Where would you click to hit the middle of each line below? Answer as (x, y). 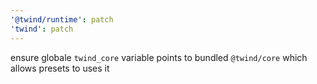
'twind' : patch (42, 29)
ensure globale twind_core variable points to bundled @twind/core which (159, 57)
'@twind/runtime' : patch (62, 19)
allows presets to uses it (60, 68)
